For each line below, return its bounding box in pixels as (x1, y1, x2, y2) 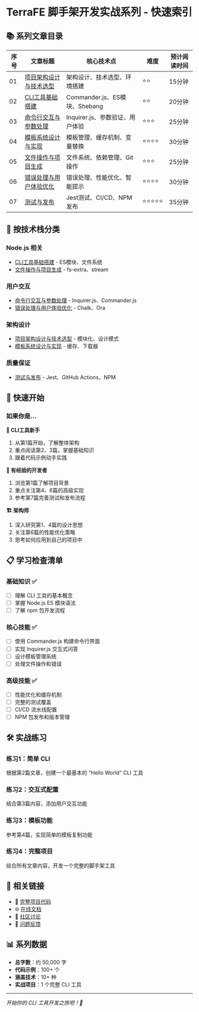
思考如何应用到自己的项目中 (14, 536, 83, 543)
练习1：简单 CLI (6, 755, 50, 763)
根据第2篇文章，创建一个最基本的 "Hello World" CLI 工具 (6, 769, 143, 776)
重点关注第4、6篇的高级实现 (14, 487, 84, 494)
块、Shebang (66, 102, 104, 110)
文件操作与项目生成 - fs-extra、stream (14, 266, 108, 273)
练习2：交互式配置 (6, 785, 59, 794)
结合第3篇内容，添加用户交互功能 (6, 800, 88, 807)
